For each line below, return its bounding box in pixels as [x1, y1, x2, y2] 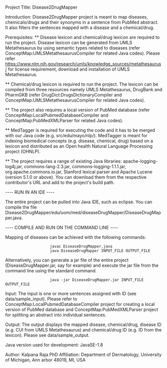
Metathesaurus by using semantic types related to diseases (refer [5, 45, 141, 51]
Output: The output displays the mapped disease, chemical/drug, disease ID [5, 321, 162, 327]
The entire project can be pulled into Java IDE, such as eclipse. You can [5, 199, 153, 205]
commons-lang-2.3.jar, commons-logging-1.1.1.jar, [24, 164, 126, 169]
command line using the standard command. [5, 268, 97, 273]
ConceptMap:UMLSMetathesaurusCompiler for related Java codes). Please [5, 50, 161, 56]
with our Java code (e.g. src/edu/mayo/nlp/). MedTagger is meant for [5, 133, 148, 138]
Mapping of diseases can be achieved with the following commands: [5, 234, 146, 240]
